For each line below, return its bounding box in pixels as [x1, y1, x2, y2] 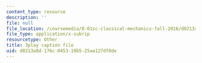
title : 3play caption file [6, 43, 74, 49]
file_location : [6, 25, 44, 32]
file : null [6, 20, 34, 26]
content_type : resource [6, 8, 66, 15]
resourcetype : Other [6, 37, 58, 43]
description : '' [6, 14, 47, 20]
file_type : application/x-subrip [6, 31, 90, 37]
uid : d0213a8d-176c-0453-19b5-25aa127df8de [6, 48, 117, 54]
